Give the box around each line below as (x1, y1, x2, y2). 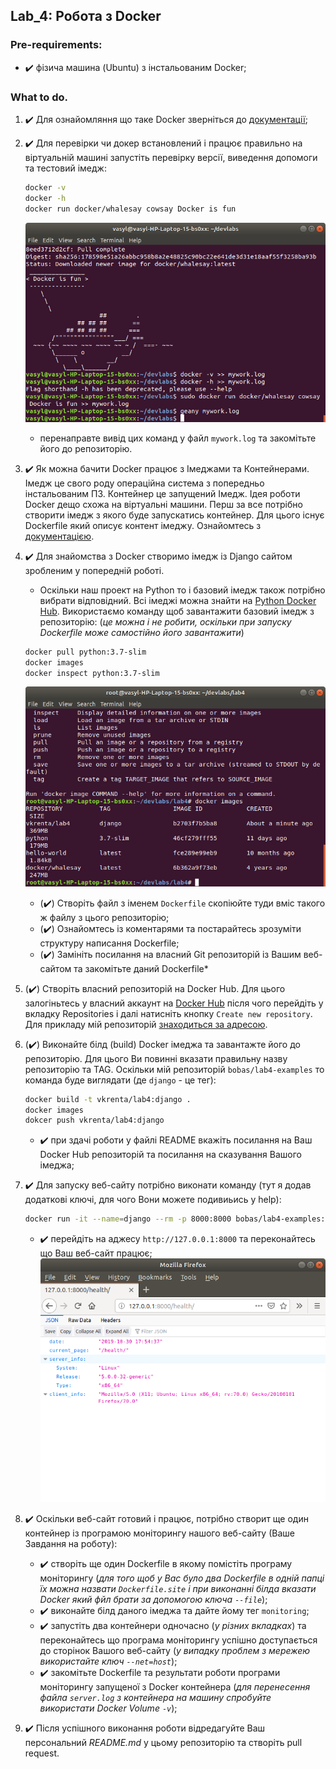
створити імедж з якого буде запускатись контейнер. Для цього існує (24, 509, 325, 521)
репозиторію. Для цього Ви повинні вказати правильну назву (24, 1052, 288, 1064)
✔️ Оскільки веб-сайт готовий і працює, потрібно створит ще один (24, 1512, 309, 1524)
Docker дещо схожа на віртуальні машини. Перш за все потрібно (24, 498, 303, 510)
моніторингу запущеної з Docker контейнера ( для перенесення (39, 1680, 311, 1693)
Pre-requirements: (10, 38, 103, 52)
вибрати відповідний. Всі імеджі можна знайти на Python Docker (39, 594, 317, 606)
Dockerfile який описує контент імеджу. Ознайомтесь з (24, 519, 262, 531)
